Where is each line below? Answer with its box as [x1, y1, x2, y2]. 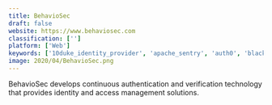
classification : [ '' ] [8, 34, 82, 43]
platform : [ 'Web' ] [8, 42, 70, 50]
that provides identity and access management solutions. [8, 87, 200, 97]
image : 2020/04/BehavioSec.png [8, 57, 114, 65]
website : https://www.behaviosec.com [8, 27, 136, 35]
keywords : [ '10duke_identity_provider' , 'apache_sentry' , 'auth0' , [8, 49, 241, 57]
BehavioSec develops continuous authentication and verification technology [8, 78, 263, 89]
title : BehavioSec [8, 11, 70, 20]
